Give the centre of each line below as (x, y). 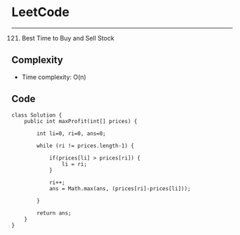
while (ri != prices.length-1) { (86, 145)
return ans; (54, 213)
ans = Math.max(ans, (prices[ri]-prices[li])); (120, 188)
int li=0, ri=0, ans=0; (71, 134)
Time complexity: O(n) (54, 77)
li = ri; (74, 164)
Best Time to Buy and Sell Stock (68, 38)
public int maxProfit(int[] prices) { (81, 121)
